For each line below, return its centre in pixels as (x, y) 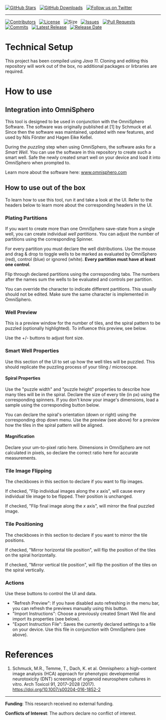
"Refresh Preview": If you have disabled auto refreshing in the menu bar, (86, 603)
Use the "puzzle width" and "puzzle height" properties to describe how (78, 389)
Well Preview (21, 312)
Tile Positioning (24, 524)
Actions (15, 583)
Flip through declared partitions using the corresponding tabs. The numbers (82, 274)
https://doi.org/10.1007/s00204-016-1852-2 (57, 689)
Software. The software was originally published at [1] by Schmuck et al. (79, 127)
